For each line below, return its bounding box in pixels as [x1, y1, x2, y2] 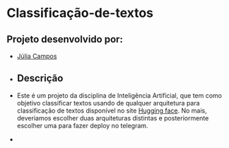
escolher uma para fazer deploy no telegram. [16, 121, 148, 130]
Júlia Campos [16, 52, 57, 60]
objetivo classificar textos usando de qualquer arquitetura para [16, 98, 200, 107]
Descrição [16, 72, 64, 84]
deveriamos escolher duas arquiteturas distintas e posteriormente [16, 113, 209, 122]
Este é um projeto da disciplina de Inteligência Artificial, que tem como [16, 91, 222, 100]
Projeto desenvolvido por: [6, 33, 123, 45]
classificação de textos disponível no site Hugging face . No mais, [16, 106, 207, 115]
